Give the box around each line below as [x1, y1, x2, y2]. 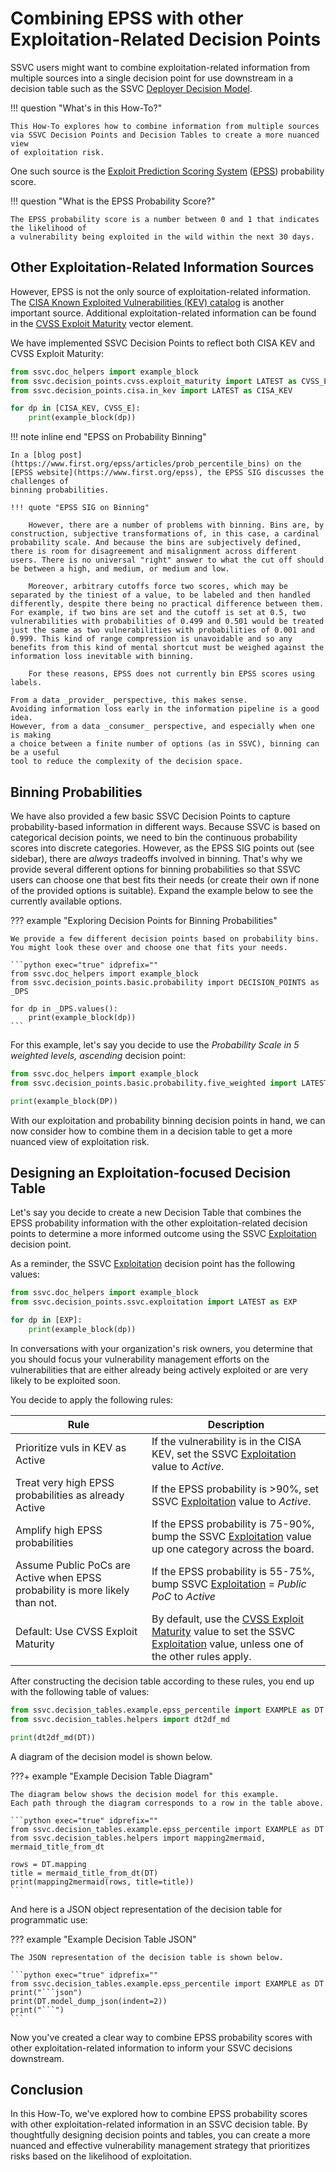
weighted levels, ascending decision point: [10, 1049, 186, 1061]
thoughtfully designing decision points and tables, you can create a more [10, 2129, 311, 2141]
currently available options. [10, 895, 123, 907]
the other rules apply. [151, 1649, 252, 1663]
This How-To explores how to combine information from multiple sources [10, 121, 320, 131]
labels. [10, 678, 43, 688]
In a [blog [10, 450, 56, 461]
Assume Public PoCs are [15, 1558, 131, 1572]
